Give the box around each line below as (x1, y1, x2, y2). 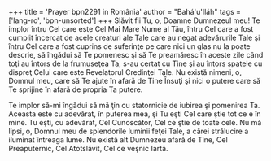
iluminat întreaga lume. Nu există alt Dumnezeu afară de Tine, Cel (8, 135, 228, 145)
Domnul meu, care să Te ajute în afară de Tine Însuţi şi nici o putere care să (8, 76, 261, 85)
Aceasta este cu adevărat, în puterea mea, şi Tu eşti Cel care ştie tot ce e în (8, 109, 262, 119)
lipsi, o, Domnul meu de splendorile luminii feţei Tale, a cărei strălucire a (8, 126, 249, 136)
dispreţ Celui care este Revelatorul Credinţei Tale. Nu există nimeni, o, (8, 67, 243, 76)
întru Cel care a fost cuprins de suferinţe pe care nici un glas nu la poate (8, 41, 251, 51)
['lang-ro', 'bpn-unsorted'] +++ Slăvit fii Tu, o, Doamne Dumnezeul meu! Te (8, 15, 260, 25)
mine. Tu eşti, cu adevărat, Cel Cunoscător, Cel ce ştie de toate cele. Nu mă (8, 118, 262, 127)
